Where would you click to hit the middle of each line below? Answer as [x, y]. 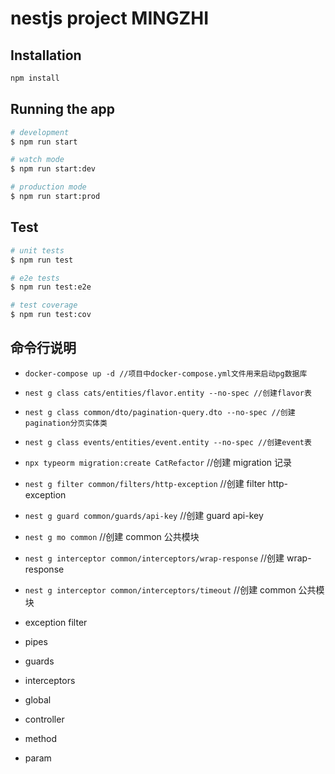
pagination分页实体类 [66, 423]
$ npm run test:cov [51, 315]
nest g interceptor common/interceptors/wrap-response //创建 [154, 558]
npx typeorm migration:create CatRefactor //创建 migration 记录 [158, 462]
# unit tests [37, 250]
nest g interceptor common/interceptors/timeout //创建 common [160, 589]
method [41, 738]
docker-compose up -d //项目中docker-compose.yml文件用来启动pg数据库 [166, 373]
